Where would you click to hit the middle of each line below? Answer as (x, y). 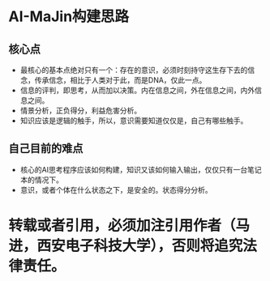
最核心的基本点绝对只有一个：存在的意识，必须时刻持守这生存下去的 (134, 70)
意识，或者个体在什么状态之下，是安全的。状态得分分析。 (116, 189)
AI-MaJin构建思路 (69, 17)
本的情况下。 (41, 180)
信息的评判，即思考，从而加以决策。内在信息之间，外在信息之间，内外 (137, 90)
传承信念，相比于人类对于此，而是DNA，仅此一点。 (120, 80)
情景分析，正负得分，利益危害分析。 (81, 111)
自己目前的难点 (46, 149)
